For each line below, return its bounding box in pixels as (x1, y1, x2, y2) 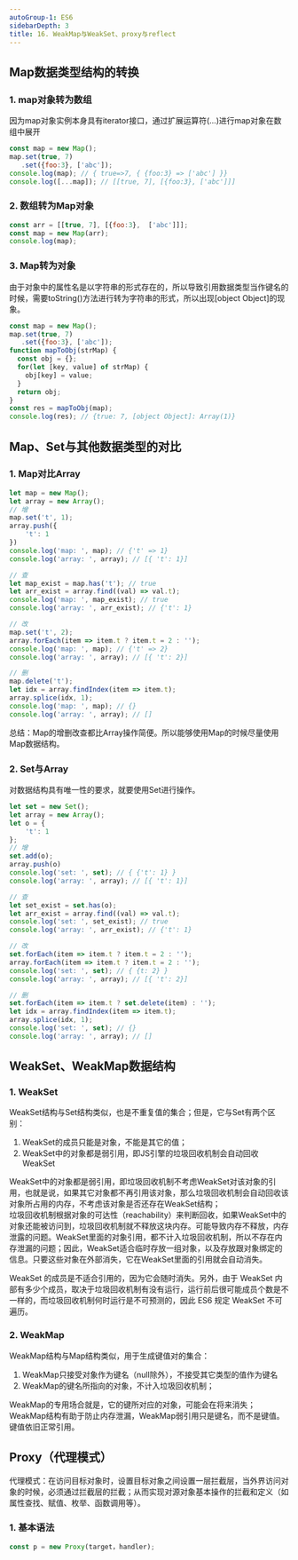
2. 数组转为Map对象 (9, 200, 95, 212)
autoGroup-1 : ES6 (9, 12, 74, 22)
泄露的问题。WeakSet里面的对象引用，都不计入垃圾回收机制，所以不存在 (9, 1231, 275, 1243)
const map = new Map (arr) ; (9, 228, 109, 238)
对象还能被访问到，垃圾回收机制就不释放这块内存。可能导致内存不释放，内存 (9, 1221, 289, 1231)
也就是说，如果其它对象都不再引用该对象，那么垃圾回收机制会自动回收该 (24, 1187, 289, 1199)
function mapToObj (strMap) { (9, 346, 117, 355)
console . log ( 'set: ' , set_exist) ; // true (9, 917, 169, 926)
